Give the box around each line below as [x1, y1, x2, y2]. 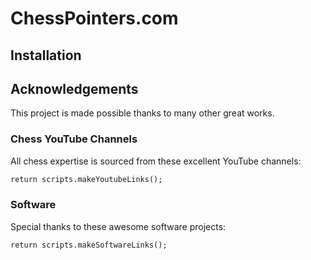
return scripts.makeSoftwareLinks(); [10, 240, 168, 250]
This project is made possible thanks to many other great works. [10, 107, 275, 119]
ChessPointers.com [10, 7, 179, 30]
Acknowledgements [10, 80, 139, 97]
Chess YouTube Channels [10, 132, 138, 146]
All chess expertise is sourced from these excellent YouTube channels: [10, 155, 302, 167]
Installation [10, 47, 82, 64]
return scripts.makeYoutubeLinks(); [10, 174, 163, 184]
